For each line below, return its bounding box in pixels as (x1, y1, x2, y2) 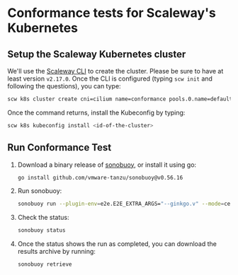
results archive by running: (17, 247, 96, 256)
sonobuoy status (17, 227, 66, 234)
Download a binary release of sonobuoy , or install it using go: (17, 160, 197, 169)
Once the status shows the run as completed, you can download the (17, 240, 217, 248)
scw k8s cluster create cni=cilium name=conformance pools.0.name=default (7, 95, 233, 103)
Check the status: (17, 213, 69, 222)
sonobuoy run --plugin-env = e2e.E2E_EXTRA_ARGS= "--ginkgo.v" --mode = (17, 200, 225, 208)
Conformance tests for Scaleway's (7, 5, 216, 21)
